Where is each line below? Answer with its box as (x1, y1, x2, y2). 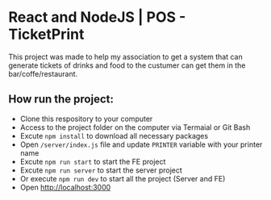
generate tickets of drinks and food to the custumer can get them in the (8, 60, 246, 70)
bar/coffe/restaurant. (8, 69, 78, 78)
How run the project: (8, 93, 115, 106)
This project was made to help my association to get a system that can (8, 52, 244, 61)
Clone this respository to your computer (19, 114, 153, 123)
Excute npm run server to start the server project (19, 165, 183, 175)
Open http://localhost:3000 (19, 182, 111, 192)
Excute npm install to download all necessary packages (19, 131, 208, 140)
